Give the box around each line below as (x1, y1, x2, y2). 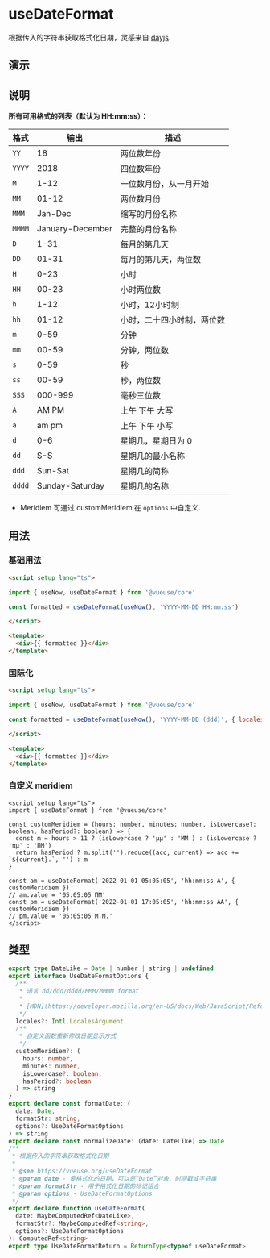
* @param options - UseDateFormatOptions (11, 1189, 153, 1198)
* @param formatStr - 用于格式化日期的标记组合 (11, 1182, 160, 1190)
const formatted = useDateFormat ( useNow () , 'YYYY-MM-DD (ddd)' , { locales (8, 715, 264, 723)
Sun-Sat (36, 465, 70, 477)
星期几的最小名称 (120, 451, 185, 462)
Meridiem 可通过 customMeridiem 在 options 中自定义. (19, 503, 201, 513)
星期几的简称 (120, 465, 169, 477)
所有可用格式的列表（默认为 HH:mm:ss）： (8, 111, 149, 121)
